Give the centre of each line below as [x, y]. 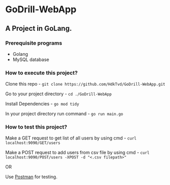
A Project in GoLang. [39, 28]
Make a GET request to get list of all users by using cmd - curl [71, 138]
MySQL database [31, 59]
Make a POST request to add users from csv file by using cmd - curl [77, 153]
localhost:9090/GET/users [33, 143]
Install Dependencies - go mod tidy [42, 104]
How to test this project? [36, 127]
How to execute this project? [42, 73]
